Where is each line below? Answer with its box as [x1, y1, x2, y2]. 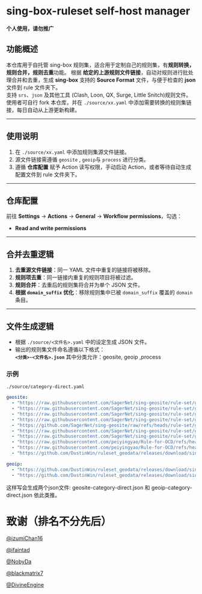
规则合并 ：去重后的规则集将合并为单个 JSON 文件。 [14, 281, 143, 289]
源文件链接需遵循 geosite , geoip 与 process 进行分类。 [14, 156, 149, 163]
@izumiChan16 [6, 535, 43, 542]
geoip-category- [151, 483, 192, 491]
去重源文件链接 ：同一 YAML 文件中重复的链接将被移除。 [14, 266, 155, 274]
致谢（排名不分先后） [6, 515, 112, 528]
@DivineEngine [6, 581, 44, 589]
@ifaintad [6, 547, 30, 554]
